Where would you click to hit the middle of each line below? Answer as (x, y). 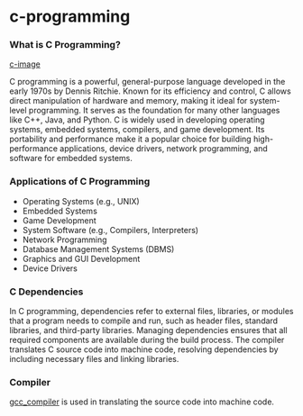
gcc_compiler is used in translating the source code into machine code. (142, 402)
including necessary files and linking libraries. (94, 359)
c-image (25, 64)
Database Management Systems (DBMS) (98, 249)
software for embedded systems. (71, 158)
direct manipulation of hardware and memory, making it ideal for (129, 101)
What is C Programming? (65, 45)
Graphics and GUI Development (81, 258)
